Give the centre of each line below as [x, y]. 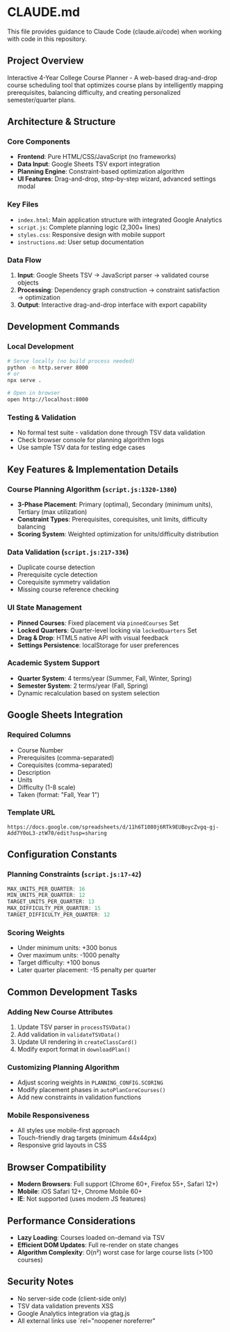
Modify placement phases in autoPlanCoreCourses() [91, 1090]
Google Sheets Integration [65, 715]
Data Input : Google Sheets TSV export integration [89, 164]
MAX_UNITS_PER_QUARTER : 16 [46, 889]
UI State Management [44, 607]
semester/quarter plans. [42, 100]
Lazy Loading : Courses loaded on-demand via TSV [91, 1238]
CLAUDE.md [44, 12]
